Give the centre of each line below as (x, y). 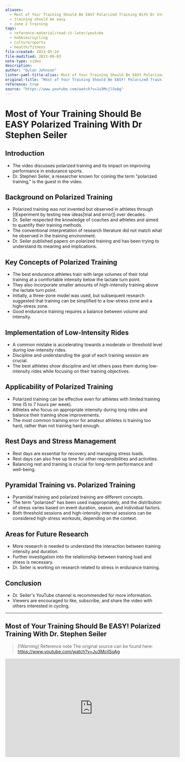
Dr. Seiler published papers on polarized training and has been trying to (86, 241)
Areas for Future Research (47, 534)
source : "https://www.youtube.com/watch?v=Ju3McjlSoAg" (64, 89)
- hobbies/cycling (29, 38)
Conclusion (23, 583)
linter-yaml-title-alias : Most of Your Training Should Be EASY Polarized (85, 75)
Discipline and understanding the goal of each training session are (81, 355)
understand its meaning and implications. (55, 246)
